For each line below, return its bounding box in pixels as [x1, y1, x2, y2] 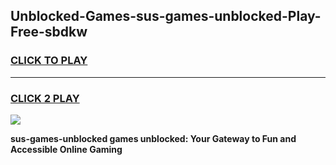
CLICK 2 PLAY [10, 91, 80, 105]
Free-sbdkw [10, 24, 88, 41]
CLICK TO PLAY [10, 54, 88, 68]
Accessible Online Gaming [10, 143, 123, 155]
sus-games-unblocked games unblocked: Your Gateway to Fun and [10, 132, 297, 144]
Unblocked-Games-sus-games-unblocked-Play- [10, 8, 322, 25]
